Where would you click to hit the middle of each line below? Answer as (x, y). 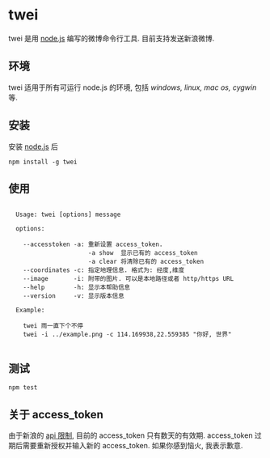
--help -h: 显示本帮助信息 (77, 288)
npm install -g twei (43, 162)
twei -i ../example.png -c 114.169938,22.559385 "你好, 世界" (127, 335)
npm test (23, 388)
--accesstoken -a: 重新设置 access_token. (93, 244)
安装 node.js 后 (34, 146)
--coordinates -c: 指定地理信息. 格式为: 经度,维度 (103, 270)
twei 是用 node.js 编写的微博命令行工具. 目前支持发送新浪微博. (112, 38)
